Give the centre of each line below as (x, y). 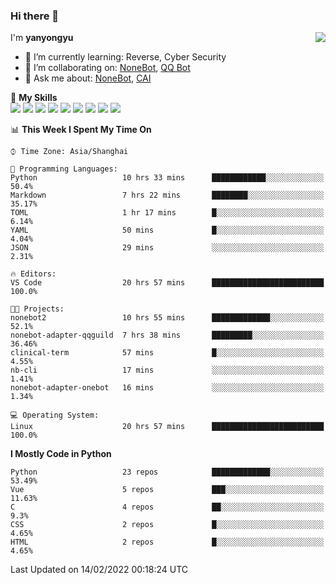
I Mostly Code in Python (61, 454)
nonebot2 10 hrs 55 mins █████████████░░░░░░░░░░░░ (167, 318)
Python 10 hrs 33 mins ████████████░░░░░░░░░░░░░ (167, 178)
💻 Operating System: (55, 415)
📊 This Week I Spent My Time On (81, 130)
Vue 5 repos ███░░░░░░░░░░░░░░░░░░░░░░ (167, 490)
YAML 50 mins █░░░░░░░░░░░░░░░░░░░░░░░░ (167, 230)
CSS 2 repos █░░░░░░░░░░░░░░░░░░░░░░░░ (167, 525)
